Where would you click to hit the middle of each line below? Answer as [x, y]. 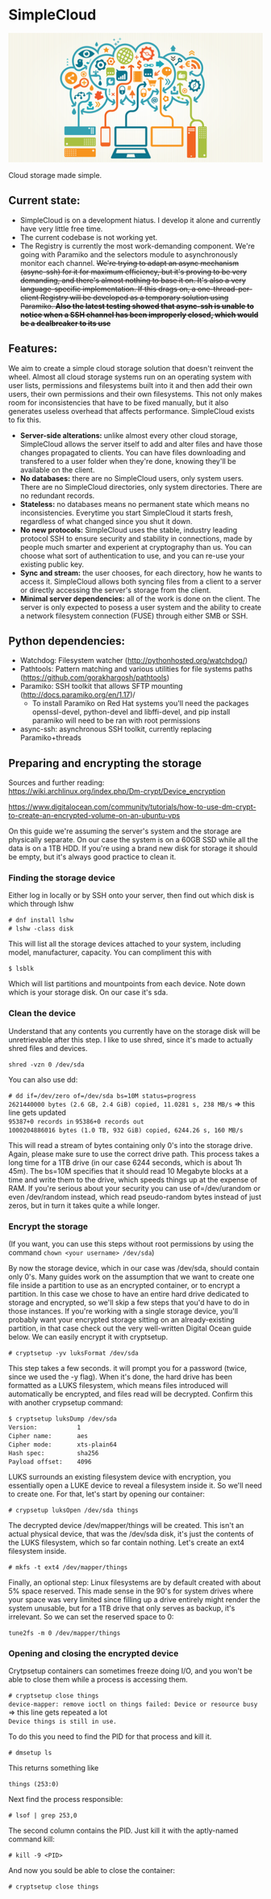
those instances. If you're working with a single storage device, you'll [123, 1311]
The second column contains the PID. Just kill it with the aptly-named [123, 1831]
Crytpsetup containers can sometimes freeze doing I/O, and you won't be [130, 1671]
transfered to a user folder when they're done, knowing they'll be [128, 461]
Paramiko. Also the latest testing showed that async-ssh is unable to [137, 306]
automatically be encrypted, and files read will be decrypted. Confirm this [131, 1394]
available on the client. [57, 470]
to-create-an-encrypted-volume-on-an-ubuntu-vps [94, 816]
